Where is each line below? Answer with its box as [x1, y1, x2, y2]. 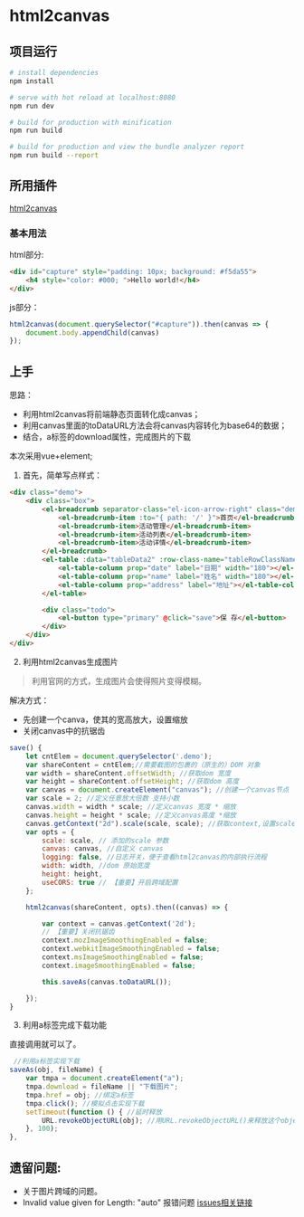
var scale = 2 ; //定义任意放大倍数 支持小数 [25, 794, 180, 803]
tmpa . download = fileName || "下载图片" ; [25, 1082, 179, 1091]
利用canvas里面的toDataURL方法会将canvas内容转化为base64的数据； [22, 420, 288, 431]
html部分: [9, 250, 44, 261]
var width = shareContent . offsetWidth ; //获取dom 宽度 [25, 768, 232, 778]
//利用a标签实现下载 [13, 1057, 80, 1066]
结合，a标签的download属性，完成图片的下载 [22, 432, 192, 442]
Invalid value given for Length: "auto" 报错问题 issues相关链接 [22, 1196, 253, 1208]
